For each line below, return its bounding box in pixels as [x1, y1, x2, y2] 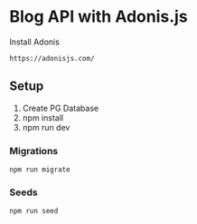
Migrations [9, 144, 59, 157]
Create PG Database [22, 102, 99, 113]
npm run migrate [9, 165, 70, 174]
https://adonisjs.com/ [9, 54, 95, 63]
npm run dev [22, 122, 70, 132]
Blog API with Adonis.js [9, 6, 188, 27]
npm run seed [9, 207, 59, 216]
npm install [22, 112, 64, 123]
